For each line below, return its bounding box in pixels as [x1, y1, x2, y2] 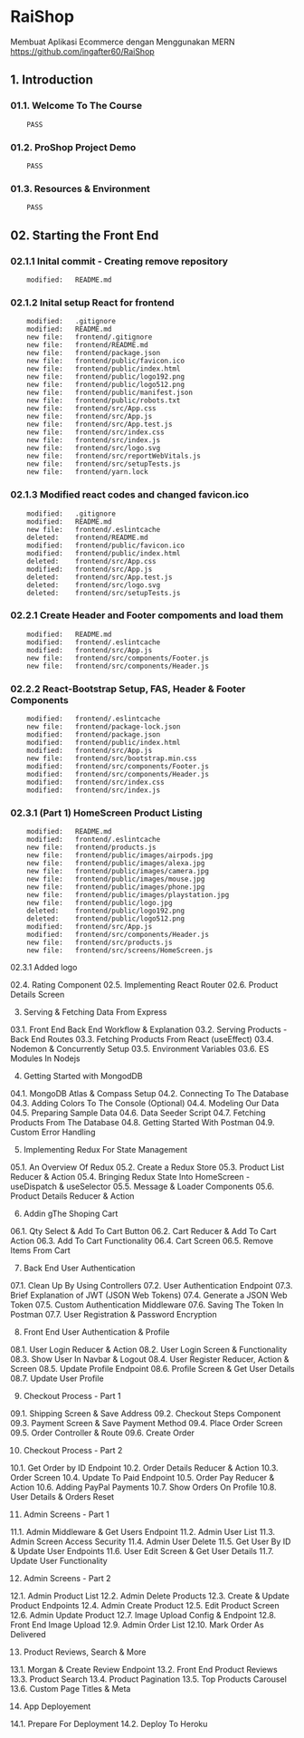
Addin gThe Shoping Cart [23, 1208, 119, 1220]
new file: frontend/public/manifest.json [26, 388, 194, 398]
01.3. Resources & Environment [10, 182, 150, 195]
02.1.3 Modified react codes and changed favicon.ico [10, 488, 250, 501]
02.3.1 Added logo [10, 962, 78, 973]
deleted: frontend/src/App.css [26, 556, 157, 565]
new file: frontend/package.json [26, 349, 161, 358]
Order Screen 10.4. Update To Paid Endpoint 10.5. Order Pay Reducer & [10, 1472, 275, 1483]
